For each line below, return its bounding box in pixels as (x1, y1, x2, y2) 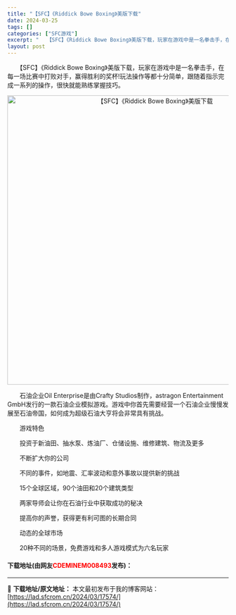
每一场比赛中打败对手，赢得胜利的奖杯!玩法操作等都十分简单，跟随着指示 (7, 72, 219, 80)
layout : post (7, 43, 46, 50)
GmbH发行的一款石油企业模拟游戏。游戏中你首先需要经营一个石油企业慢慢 (7, 400, 223, 409)
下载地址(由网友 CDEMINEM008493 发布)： (7, 561, 133, 569)
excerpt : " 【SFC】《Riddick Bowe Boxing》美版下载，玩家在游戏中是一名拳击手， (7, 37, 226, 44)
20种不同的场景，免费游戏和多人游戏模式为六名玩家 (19, 544, 169, 552)
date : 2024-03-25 (7, 17, 58, 24)
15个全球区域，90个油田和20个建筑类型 (19, 484, 133, 492)
